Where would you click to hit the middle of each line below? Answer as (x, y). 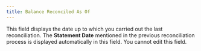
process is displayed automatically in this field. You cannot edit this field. (97, 41)
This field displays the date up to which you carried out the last (85, 29)
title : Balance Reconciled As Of (48, 12)
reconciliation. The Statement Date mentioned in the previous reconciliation (101, 35)
